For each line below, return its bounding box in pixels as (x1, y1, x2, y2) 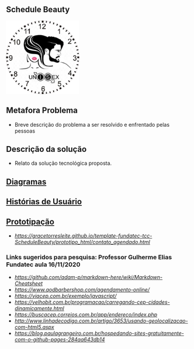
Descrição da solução (6, 144, 87, 154)
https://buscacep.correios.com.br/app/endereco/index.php (14, 311, 158, 318)
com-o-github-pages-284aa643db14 (14, 336, 105, 343)
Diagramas (6, 177, 47, 187)
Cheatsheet (14, 280, 43, 287)
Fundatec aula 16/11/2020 (6, 260, 81, 269)
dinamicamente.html (14, 305, 64, 312)
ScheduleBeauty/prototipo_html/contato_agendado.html (14, 239, 150, 246)
